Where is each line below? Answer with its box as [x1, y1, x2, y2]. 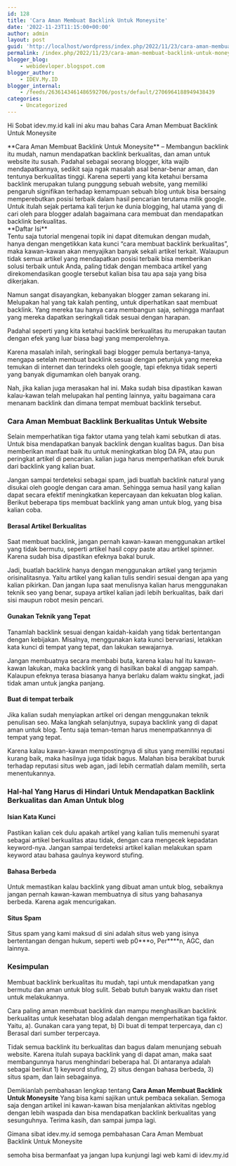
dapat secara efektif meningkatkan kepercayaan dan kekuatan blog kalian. [7, 490, 223, 500]
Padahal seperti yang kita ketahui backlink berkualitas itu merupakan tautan [7, 327, 226, 335]
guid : [7, 43, 23, 50]
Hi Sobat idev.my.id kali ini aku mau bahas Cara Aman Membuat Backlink [7, 121, 218, 129]
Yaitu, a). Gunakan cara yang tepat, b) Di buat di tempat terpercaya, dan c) [7, 1021, 223, 1029]
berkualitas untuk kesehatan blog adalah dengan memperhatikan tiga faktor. [7, 1014, 228, 1022]
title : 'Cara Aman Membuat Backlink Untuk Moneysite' [7, 17, 169, 24]
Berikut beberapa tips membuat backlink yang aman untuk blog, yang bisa [7, 498, 223, 507]
